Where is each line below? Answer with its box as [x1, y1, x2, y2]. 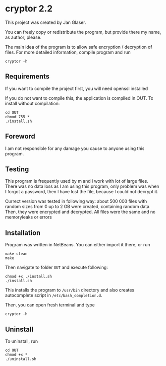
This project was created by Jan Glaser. [5, 19, 86, 25]
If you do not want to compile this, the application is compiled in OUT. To [5, 95, 154, 101]
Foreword [5, 132, 36, 141]
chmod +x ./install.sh [5, 274, 52, 279]
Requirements [5, 73, 50, 81]
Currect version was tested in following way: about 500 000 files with [5, 198, 147, 204]
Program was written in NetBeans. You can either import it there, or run [5, 242, 150, 248]
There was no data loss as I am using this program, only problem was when [5, 183, 160, 189]
